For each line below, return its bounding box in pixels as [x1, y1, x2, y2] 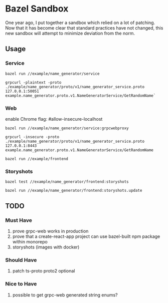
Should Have [5, 256, 37, 263]
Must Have [5, 216, 33, 223]
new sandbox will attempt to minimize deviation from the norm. [5, 30, 135, 36]
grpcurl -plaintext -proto [5, 80, 62, 85]
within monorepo [12, 238, 48, 244]
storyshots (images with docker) [12, 244, 80, 250]
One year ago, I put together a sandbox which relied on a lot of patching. [5, 20, 155, 26]
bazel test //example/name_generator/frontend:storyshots [5, 179, 129, 184]
